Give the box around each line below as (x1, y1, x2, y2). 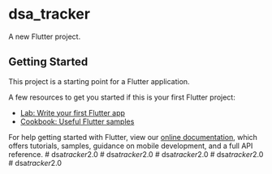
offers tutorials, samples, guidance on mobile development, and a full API (8, 141, 253, 151)
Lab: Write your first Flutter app (19, 108, 126, 117)
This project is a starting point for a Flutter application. (8, 76, 190, 86)
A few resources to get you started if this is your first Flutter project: (8, 92, 235, 102)
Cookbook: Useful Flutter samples (19, 117, 135, 126)
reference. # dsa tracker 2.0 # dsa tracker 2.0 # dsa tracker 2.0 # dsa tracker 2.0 (8, 149, 264, 159)
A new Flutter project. (8, 32, 81, 41)
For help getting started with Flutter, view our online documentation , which (8, 132, 258, 142)
